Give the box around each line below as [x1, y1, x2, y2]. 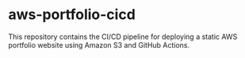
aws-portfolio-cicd [8, 6, 136, 24]
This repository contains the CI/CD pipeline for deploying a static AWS [8, 32, 238, 41]
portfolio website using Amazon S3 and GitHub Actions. [8, 40, 190, 49]
